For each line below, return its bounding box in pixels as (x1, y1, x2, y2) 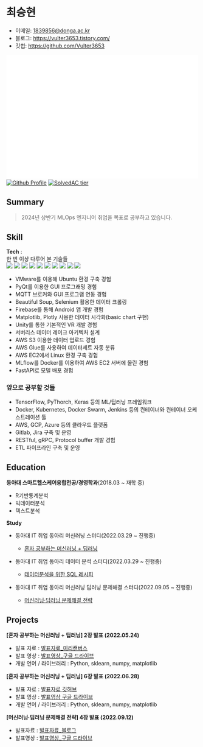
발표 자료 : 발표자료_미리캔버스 (15, 644, 88, 651)
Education (6, 462, 46, 472)
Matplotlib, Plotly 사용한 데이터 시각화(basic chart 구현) (15, 314, 149, 321)
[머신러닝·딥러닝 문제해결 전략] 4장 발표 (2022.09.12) (6, 714, 134, 721)
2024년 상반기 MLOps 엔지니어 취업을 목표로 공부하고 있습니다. (21, 214, 173, 221)
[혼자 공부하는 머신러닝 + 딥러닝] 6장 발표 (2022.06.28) (6, 672, 140, 679)
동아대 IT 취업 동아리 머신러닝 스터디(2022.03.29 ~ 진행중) (15, 532, 156, 539)
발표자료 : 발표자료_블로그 (15, 726, 77, 734)
